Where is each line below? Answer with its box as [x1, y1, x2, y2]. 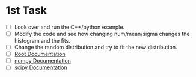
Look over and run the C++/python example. [14, 23, 124, 31]
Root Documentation [14, 51, 66, 58]
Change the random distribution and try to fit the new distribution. [14, 43, 177, 51]
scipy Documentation [14, 64, 67, 71]
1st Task [5, 4, 47, 17]
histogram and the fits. [14, 37, 70, 45]
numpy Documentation [14, 57, 72, 64]
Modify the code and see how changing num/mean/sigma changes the [14, 31, 190, 37]
